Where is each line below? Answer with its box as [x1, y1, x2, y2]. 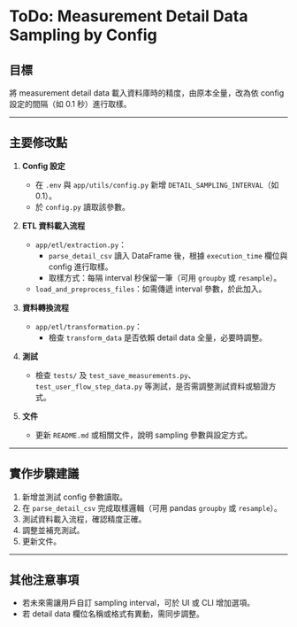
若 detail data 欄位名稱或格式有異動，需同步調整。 [21, 608, 205, 619]
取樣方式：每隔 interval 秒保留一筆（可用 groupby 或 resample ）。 [48, 272, 282, 283]
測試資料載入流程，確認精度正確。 [21, 514, 147, 524]
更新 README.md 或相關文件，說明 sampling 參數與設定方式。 [34, 430, 253, 440]
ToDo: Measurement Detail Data [9, 6, 248, 27]
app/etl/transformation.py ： [34, 321, 143, 331]
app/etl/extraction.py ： [34, 239, 126, 250]
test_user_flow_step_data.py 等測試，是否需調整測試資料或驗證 [34, 381, 269, 391]
